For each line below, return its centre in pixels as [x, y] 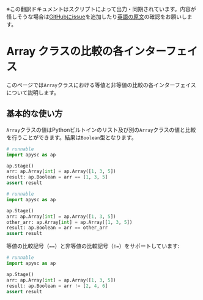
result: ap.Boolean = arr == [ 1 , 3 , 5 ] [57, 177]
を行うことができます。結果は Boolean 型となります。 [72, 137]
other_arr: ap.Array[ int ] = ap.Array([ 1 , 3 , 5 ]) [69, 222]
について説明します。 [33, 92]
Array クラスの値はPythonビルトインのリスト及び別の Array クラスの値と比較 [101, 129]
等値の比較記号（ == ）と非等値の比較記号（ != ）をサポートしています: [93, 246]
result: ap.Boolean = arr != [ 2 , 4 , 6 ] [57, 286]
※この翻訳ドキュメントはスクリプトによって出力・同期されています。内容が [102, 9]
